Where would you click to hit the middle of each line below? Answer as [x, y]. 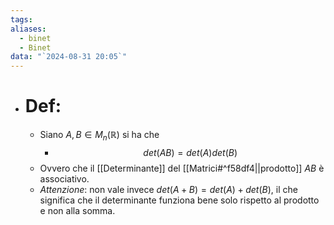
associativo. [64, 178]
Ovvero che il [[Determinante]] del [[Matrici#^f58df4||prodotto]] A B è [182, 168]
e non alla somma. [77, 210]
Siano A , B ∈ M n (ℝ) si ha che [99, 136]
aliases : [28, 29]
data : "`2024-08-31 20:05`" [69, 57]
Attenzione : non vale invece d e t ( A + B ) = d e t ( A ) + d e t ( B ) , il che [168, 189]
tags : [21, 19]
